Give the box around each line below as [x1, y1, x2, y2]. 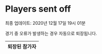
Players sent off [5, 3, 71, 15]
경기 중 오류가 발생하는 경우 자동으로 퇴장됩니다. [5, 30, 98, 36]
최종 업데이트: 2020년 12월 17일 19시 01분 [5, 20, 86, 26]
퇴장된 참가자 [7, 43, 36, 50]
